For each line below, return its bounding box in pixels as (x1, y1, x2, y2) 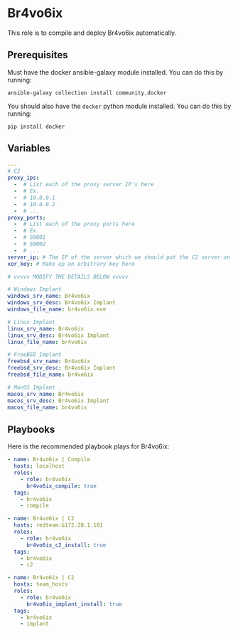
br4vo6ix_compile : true (26, 482, 97, 490)
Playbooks (7, 423, 55, 435)
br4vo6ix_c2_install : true (26, 542, 107, 549)
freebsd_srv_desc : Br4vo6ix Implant (7, 365, 116, 372)
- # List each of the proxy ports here (13, 220, 135, 228)
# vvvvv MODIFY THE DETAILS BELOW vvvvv (7, 273, 129, 280)
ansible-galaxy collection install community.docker (7, 89, 167, 97)
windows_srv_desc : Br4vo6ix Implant (7, 299, 116, 306)
